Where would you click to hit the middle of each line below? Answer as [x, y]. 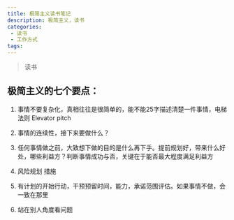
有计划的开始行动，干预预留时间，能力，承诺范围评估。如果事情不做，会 [121, 186]
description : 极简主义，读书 [46, 20]
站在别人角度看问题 [45, 210]
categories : [24, 27]
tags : [15, 46]
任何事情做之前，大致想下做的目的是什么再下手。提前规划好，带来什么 [118, 147]
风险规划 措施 [37, 171]
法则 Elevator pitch [44, 118]
